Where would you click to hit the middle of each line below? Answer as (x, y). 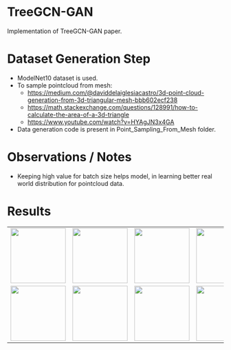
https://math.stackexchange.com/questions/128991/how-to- (112, 107)
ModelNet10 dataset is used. (57, 78)
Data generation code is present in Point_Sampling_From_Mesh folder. (117, 129)
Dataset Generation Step (79, 59)
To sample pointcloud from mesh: (65, 85)
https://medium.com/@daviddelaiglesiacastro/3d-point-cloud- (116, 92)
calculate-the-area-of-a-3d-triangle (78, 114)
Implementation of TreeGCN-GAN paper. (65, 31)
